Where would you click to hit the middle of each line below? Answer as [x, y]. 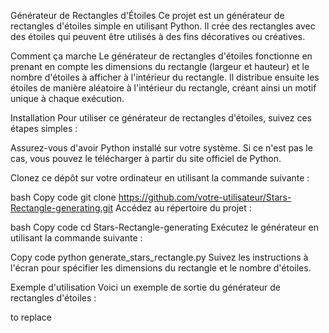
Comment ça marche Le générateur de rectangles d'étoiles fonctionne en [161, 56]
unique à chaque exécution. [67, 98]
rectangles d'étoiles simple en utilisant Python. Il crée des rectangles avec [163, 26]
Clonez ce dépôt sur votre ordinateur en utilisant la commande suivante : [160, 178]
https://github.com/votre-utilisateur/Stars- [205, 197]
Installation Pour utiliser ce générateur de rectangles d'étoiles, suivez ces [161, 118]
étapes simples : [44, 128]
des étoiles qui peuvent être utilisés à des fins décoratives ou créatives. [158, 36]
